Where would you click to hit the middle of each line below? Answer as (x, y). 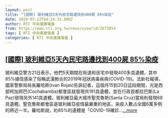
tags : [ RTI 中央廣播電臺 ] (32, 33)
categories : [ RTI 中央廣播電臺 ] (39, 38)
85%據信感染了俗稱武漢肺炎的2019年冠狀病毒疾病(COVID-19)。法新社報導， (84, 79)
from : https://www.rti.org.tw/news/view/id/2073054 (60, 29)
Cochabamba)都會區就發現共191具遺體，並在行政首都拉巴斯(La (94, 91)
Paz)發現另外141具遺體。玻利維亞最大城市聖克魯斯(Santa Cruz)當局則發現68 (84, 97)
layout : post (19, 10)
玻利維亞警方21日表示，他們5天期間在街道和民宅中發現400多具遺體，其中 (81, 72)
